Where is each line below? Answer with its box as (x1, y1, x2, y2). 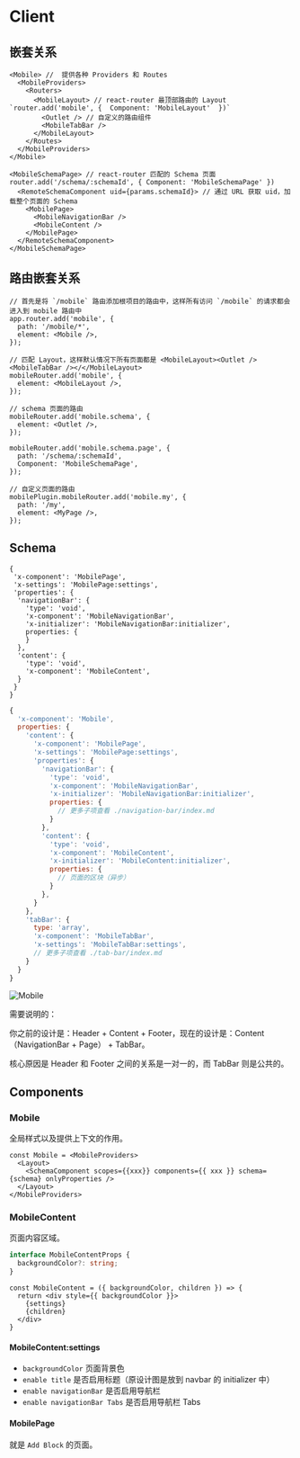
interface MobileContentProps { (9, 1250, 130, 1260)
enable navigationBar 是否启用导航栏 (22, 1385, 161, 1396)
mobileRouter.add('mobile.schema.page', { (9, 443, 171, 452)
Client (9, 6, 56, 27)
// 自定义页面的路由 (9, 484, 75, 494)
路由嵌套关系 (9, 271, 81, 286)
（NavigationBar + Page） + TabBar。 (9, 1039, 150, 1050)
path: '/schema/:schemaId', (17, 452, 123, 461)
